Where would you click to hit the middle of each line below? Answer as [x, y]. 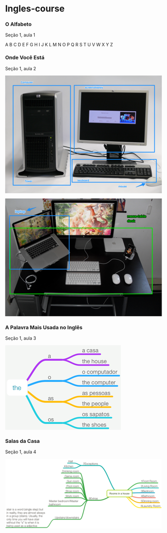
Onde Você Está [25, 58]
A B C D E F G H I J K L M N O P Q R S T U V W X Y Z [59, 45]
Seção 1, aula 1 [20, 35]
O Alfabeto [18, 24]
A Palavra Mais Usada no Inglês [44, 327]
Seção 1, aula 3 [21, 338]
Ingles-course [35, 9]
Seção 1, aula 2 [21, 68]
